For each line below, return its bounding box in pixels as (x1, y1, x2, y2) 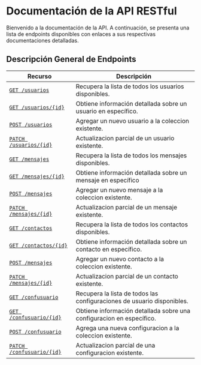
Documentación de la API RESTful (6, 4, 178, 18)
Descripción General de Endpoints (6, 54, 136, 64)
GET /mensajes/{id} (9, 173, 65, 179)
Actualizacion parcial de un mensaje (75, 203, 178, 211)
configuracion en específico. (75, 314, 157, 322)
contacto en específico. (75, 245, 142, 253)
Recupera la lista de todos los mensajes (75, 151, 187, 160)
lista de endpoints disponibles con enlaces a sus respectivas (6, 30, 156, 37)
